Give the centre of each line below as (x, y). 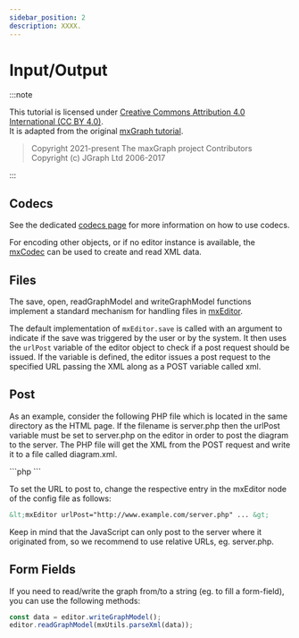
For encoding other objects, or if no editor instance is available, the (133, 242)
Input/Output (59, 70)
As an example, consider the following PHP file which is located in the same (149, 416)
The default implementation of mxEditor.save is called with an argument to (146, 328)
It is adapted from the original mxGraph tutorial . (96, 132)
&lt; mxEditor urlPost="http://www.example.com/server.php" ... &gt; (139, 515)
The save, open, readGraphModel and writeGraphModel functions (130, 302)
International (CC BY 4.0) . (57, 122)
